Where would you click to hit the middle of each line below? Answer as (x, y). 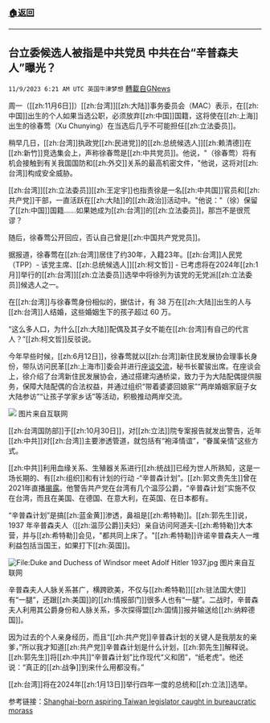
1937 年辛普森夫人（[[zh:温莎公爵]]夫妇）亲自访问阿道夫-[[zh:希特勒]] (124, 526)
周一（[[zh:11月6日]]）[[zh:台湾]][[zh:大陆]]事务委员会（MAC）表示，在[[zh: (133, 105)
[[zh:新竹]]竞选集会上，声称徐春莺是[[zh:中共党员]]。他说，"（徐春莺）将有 (133, 153)
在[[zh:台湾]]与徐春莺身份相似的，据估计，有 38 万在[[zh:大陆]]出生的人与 (130, 302)
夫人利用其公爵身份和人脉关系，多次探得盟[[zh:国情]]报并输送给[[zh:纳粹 (128, 610)
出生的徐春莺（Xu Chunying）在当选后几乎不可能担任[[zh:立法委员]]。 (125, 126)
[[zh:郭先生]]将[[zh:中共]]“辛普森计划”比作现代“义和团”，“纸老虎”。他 (123, 657)
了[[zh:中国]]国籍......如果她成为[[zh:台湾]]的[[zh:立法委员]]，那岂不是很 (126, 210)
